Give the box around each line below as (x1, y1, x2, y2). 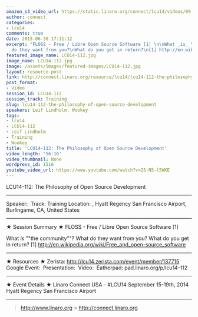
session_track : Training (6, 96, 67, 102)
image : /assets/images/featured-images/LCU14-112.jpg (6, 63, 141, 69)
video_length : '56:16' (6, 151, 62, 156)
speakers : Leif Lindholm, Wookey (6, 107, 88, 113)
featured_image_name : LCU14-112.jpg (6, 52, 96, 58)
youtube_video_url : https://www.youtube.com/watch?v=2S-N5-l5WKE (6, 167, 170, 173)
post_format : (6, 80, 38, 86)
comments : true (6, 31, 44, 36)
